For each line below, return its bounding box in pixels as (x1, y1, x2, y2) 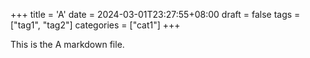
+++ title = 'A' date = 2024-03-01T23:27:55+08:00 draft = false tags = (10, 9, 301, 20)
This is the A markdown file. (10, 39, 125, 50)
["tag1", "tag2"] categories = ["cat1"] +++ (10, 19, 181, 31)
